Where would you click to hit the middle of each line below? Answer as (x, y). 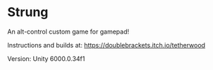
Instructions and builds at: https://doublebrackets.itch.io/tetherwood (107, 45)
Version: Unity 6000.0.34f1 (46, 58)
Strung (28, 12)
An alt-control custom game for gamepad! (68, 31)
